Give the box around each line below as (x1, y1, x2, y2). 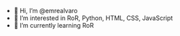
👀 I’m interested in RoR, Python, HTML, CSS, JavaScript (13, 14, 173, 22)
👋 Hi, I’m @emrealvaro (13, 7, 78, 15)
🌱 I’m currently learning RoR (13, 21, 95, 29)
